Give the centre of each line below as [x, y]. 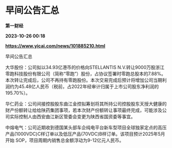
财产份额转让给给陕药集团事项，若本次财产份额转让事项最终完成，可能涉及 [84, 110]
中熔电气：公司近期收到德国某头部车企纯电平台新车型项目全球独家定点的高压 [86, 127]
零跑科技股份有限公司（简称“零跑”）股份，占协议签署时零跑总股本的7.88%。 [86, 73]
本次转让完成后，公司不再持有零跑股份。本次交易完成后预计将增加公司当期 [84, 80]
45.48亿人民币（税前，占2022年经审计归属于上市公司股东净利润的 [89, 86]
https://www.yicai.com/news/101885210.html [56, 46]
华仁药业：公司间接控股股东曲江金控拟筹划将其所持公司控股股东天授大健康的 [86, 103]
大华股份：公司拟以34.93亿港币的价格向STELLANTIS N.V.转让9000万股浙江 [85, 67]
